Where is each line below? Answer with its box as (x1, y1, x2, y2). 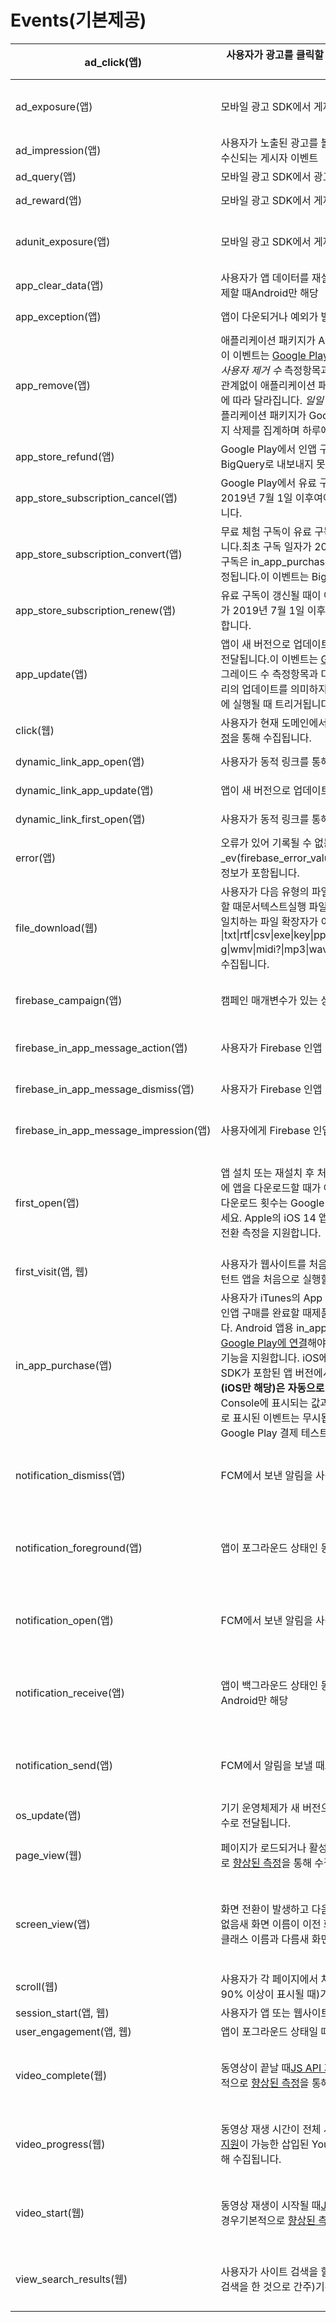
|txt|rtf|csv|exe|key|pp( (220, 927, 330, 941)
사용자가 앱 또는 (220, 2006, 292, 2020)
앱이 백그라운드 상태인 (220, 1678, 319, 1692)
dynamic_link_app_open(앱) (15, 754, 145, 768)
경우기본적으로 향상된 (220, 2213, 316, 2227)
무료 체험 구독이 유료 (220, 524, 312, 538)
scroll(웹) (15, 1979, 58, 1993)
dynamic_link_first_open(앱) (15, 812, 146, 826)
